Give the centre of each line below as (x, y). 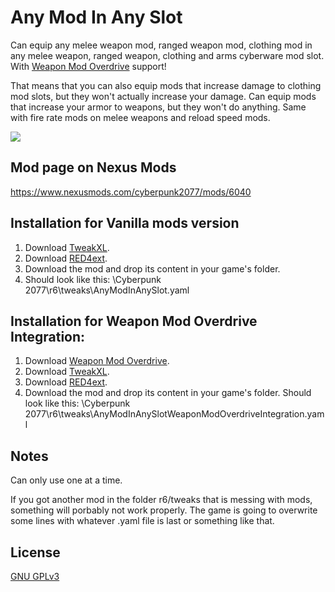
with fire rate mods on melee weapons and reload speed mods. (140, 117)
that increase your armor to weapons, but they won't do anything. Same (158, 107)
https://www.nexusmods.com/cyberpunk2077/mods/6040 (131, 192)
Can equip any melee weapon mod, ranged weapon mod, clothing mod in (161, 45)
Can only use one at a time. (66, 480)
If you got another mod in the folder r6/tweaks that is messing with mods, (161, 500)
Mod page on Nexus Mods (93, 167)
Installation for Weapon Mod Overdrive (134, 321)
